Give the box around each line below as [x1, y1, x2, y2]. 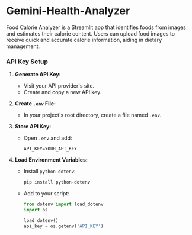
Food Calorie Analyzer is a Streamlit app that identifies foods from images [6, 24, 187, 31]
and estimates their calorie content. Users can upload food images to [6, 30, 175, 37]
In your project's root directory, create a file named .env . [23, 111, 162, 119]
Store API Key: [14, 123, 52, 130]
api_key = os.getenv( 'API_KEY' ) [23, 223, 104, 229]
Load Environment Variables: [14, 156, 88, 163]
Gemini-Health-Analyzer [6, 4, 130, 18]
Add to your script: [23, 190, 69, 197]
